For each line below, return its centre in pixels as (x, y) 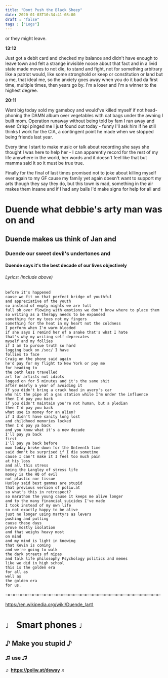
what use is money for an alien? (40, 412)
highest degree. (22, 91)
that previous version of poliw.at (43, 487)
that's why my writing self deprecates (47, 337)
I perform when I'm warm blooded (40, 328)
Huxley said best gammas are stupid (44, 483)
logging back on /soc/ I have (37, 350)
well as (13, 576)
